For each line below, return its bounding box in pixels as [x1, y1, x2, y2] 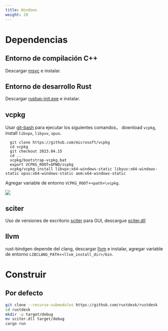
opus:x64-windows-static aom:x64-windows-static [21, 171, 126, 176]
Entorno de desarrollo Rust [5, 82, 92, 91]
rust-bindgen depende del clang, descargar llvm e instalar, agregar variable [5, 245, 163, 251]
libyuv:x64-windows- [114, 167, 158, 172]
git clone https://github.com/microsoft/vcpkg [10, 140, 110, 145]
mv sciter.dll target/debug [5, 316, 65, 322]
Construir [5, 269, 47, 280]
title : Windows [5, 7, 38, 13]
